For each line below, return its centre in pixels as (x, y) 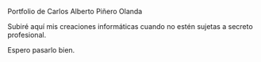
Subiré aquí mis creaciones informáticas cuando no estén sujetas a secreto (130, 26)
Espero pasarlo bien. (41, 50)
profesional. (27, 35)
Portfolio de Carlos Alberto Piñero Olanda (75, 11)
